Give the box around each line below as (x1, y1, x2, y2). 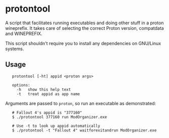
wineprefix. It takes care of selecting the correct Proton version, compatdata (5, 25, 164, 31)
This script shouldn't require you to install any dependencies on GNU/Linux (5, 40, 161, 46)
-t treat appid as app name (16, 91, 80, 97)
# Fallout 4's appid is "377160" (12, 110, 82, 115)
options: (12, 82, 30, 87)
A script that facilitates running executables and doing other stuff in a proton (5, 20, 164, 26)
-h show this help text (16, 87, 71, 92)
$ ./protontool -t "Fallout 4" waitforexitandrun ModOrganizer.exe (12, 127, 157, 133)
